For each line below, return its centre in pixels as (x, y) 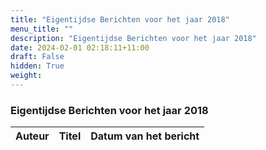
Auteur (32, 136)
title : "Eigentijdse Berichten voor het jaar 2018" (120, 19)
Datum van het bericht (145, 136)
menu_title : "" (42, 29)
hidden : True (37, 66)
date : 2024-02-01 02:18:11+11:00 (80, 47)
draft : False (37, 57)
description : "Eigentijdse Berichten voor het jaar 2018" (133, 38)
